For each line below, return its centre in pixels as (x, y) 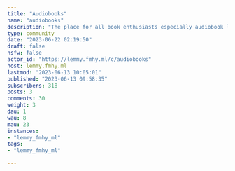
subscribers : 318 (33, 85)
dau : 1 (17, 111)
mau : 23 (19, 124)
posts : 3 (20, 92)
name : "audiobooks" (36, 20)
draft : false (26, 46)
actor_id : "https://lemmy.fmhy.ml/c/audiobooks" (79, 60)
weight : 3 (22, 105)
